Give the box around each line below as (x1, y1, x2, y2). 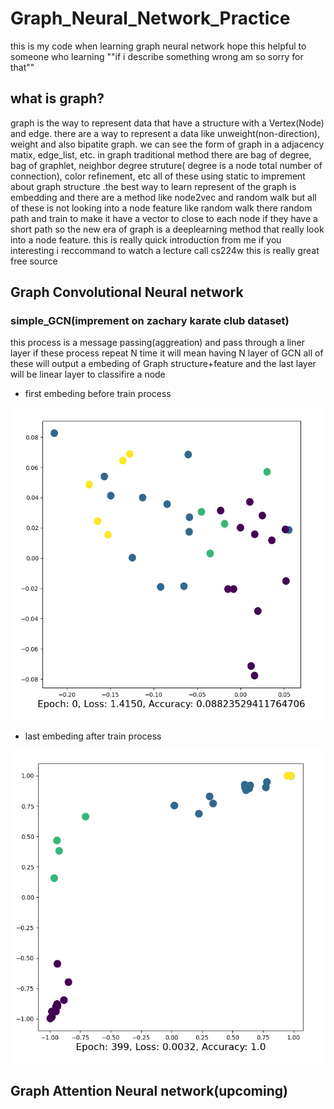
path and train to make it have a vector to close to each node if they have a (10, 212, 318, 224)
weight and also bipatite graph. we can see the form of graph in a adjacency (10, 138, 325, 150)
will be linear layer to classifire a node (10, 368, 166, 381)
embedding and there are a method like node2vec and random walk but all (10, 191, 317, 203)
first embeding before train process (24, 388, 172, 400)
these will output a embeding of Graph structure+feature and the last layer (10, 358, 317, 370)
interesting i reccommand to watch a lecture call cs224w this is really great (10, 244, 320, 256)
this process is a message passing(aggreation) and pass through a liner (10, 337, 305, 349)
